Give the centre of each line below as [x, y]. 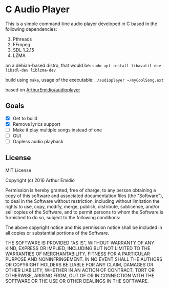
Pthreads [22, 39]
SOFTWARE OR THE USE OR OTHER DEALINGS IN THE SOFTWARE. [77, 281]
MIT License [18, 170]
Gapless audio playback [38, 141]
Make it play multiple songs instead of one [57, 130]
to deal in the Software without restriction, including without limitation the [82, 201]
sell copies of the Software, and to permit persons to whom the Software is [84, 212]
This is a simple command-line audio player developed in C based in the [81, 24]
